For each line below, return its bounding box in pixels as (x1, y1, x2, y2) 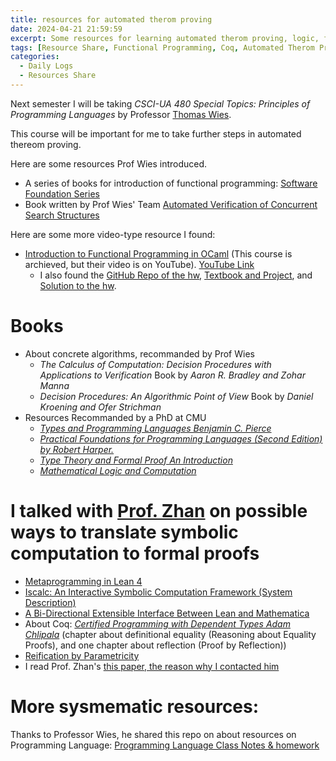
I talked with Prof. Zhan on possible (10, 500, 308, 522)
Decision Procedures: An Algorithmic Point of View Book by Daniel (39, 390, 314, 402)
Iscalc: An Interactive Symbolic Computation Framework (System (24, 586, 293, 598)
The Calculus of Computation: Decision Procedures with (39, 358, 272, 370)
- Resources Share (19, 71, 97, 81)
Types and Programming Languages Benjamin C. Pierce (39, 422, 272, 434)
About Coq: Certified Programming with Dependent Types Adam (24, 617, 291, 630)
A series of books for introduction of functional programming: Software (24, 177, 318, 189)
